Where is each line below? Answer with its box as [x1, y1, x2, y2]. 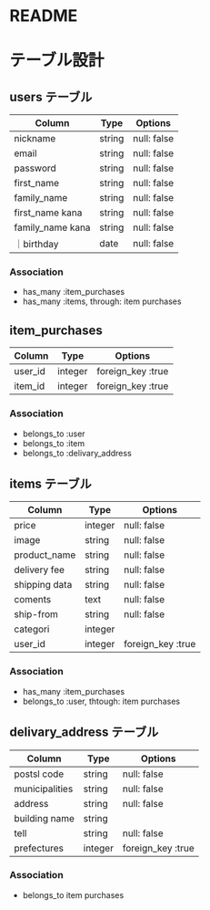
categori [14, 622, 50, 635]
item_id [14, 380, 45, 392]
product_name [14, 549, 76, 561]
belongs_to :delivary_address [22, 447, 132, 458]
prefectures [14, 842, 65, 854]
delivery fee [14, 563, 65, 576]
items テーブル [9, 476, 93, 491]
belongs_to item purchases [22, 889, 125, 900]
